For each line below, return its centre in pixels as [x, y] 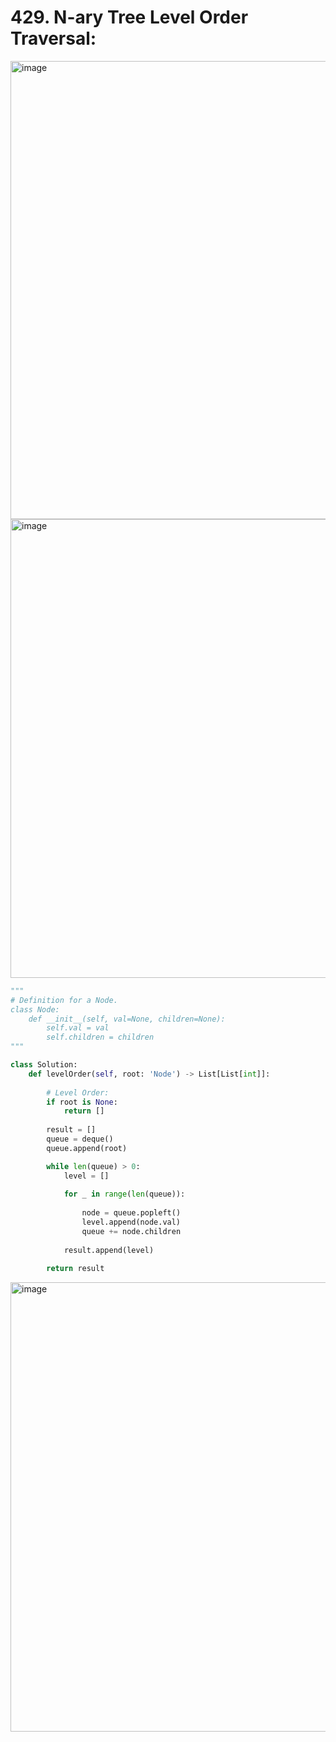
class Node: [35, 1009]
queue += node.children [131, 1231]
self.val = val [78, 1028]
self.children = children [100, 1037]
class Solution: [44, 1065]
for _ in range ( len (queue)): [124, 1194]
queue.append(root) [87, 1148]
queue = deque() [80, 1139]
